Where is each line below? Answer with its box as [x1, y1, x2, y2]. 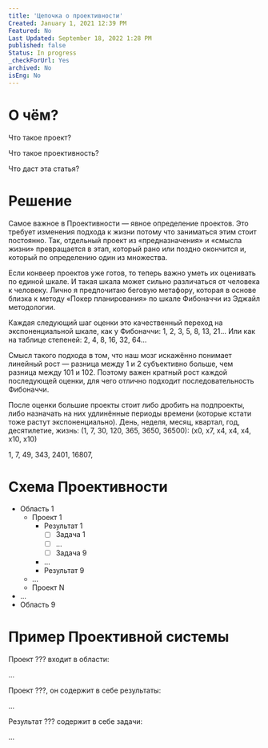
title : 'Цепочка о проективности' [8, 11, 124, 20]
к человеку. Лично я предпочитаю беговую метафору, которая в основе [8, 285, 257, 295]
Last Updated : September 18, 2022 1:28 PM [8, 34, 152, 43]
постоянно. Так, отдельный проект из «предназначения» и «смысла [8, 235, 242, 245]
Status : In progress [8, 49, 78, 57]
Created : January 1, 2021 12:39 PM [8, 19, 127, 27]
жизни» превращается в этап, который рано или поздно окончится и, [8, 244, 246, 254]
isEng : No [8, 71, 42, 79]
